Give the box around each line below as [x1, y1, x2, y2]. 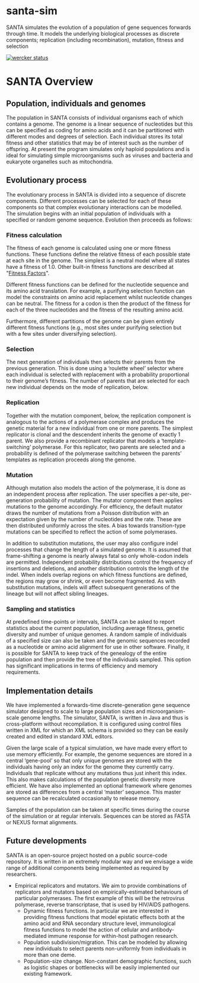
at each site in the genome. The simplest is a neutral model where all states [6, 257, 190, 264]
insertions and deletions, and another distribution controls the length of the [6, 564, 190, 572]
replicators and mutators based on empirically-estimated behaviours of [14, 888, 188, 895]
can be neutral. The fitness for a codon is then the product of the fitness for [6, 300, 191, 307]
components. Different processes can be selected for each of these [6, 197, 172, 204]
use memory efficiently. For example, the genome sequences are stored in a [6, 751, 192, 758]
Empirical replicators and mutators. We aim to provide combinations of [14, 882, 187, 889]
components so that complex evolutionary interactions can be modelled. [6, 203, 182, 211]
